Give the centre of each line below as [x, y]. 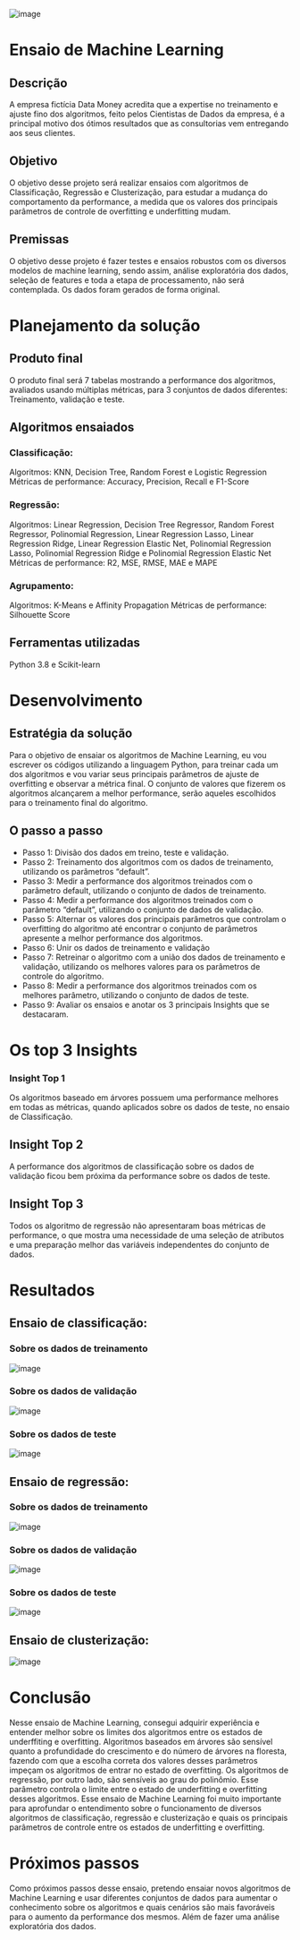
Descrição [38, 83]
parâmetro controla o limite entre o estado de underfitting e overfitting [138, 1790]
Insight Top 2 [46, 1145]
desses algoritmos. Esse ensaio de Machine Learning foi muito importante [146, 1799]
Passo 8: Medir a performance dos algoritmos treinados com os [139, 986]
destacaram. [45, 1014]
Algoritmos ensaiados [72, 427]
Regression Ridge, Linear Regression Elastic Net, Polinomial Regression [141, 543]
